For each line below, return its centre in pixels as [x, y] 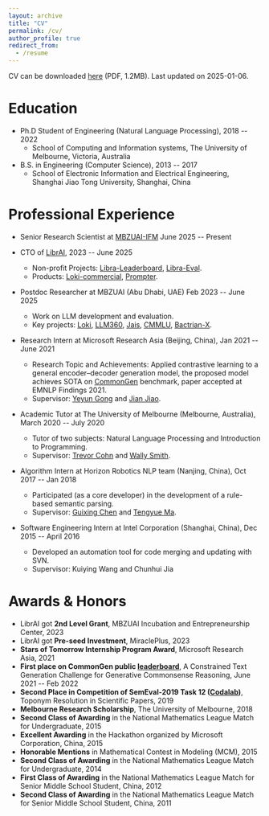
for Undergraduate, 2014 [61, 769]
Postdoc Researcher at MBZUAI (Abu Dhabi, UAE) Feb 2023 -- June [132, 292]
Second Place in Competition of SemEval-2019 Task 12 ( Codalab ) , [131, 691]
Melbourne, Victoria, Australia [81, 156]
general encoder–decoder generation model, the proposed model [140, 373]
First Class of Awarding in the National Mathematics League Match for [137, 777]
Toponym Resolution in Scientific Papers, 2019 [97, 700]
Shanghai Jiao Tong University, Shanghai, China [111, 182]
